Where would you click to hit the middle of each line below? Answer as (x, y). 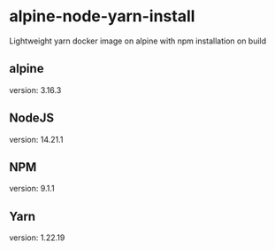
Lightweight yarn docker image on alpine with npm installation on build (138, 41)
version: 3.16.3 (35, 90)
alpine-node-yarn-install (102, 16)
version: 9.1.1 (32, 189)
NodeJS (32, 118)
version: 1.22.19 (37, 238)
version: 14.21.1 (36, 139)
